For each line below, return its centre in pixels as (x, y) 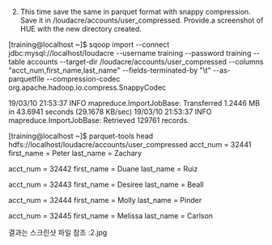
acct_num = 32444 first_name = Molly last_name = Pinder (105, 200)
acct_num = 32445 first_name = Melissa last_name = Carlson (110, 216)
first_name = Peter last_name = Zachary (75, 153)
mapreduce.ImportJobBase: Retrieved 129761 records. (99, 120)
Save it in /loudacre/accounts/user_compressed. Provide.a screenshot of (142, 20)
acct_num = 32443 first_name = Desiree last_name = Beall (106, 184)
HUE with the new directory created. (81, 29)
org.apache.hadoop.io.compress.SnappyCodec (87, 87)
